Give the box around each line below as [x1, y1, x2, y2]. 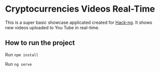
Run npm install [5, 52, 39, 57]
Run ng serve [5, 61, 32, 67]
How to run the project [5, 39, 75, 47]
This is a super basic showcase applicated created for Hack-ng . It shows [5, 19, 153, 25]
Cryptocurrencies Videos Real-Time [5, 3, 156, 15]
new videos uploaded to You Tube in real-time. [5, 24, 100, 30]
